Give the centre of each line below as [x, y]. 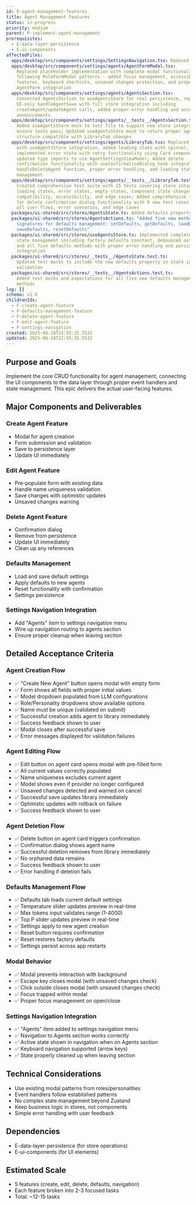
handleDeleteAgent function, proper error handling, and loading [98, 170]
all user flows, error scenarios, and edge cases [78, 208]
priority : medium [27, 28]
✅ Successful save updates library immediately [71, 797]
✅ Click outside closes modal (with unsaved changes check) [87, 987]
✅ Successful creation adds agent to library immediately [82, 716]
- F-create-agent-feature [43, 306]
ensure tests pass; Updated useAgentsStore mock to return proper [99, 132]
